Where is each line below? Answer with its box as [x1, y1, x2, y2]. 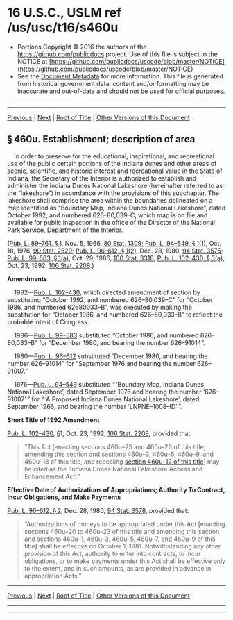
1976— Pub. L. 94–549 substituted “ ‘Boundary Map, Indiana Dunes [13, 380, 205, 388]
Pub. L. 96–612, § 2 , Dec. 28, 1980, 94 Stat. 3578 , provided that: [7, 506, 189, 514]
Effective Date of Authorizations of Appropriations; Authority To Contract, [7, 485, 225, 494]
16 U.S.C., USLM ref [7, 5, 122, 21]
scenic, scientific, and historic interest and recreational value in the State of [7, 167, 223, 175]
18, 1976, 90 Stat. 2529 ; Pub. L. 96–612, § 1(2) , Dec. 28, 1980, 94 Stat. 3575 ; [7, 246, 223, 255]
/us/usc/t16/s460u [7, 19, 119, 35]
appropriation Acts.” [24, 571, 82, 580]
